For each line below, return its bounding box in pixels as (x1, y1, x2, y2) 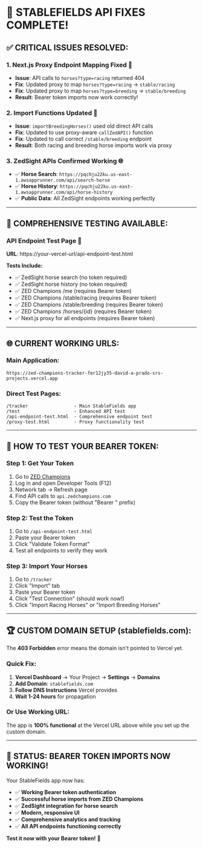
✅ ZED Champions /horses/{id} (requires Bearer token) (14, 308, 152, 315)
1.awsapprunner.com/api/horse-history (14, 189, 113, 196)
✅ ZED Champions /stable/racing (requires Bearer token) (14, 294, 157, 301)
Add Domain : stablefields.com (14, 680, 94, 687)
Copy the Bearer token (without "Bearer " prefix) (14, 499, 136, 506)
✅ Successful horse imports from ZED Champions (14, 795, 144, 803)
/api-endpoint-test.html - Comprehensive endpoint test (6, 414, 153, 420)
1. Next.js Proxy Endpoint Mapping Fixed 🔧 (6, 61, 133, 69)
